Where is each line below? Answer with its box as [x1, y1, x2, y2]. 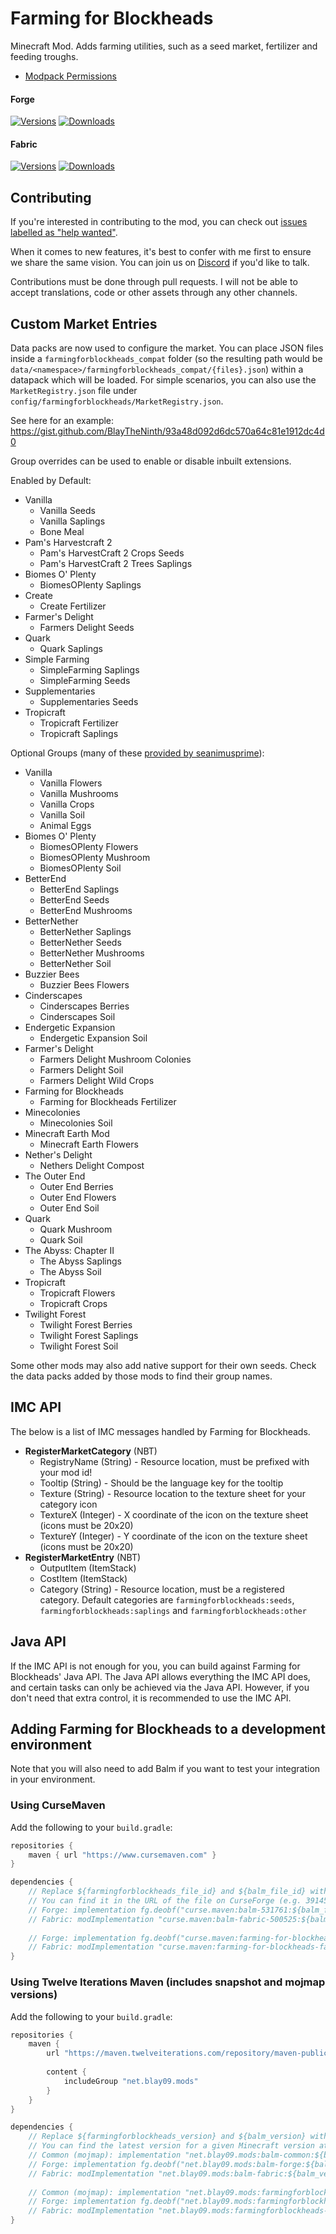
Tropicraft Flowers [39, 1287, 116, 1299]
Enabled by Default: [10, 474, 92, 486]
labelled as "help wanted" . [10, 227, 118, 239]
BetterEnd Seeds [39, 893, 110, 906]
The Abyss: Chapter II [24, 1244, 115, 1256]
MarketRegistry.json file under [10, 384, 138, 396]
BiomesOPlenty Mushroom [39, 851, 151, 863]
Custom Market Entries [10, 315, 158, 332]
